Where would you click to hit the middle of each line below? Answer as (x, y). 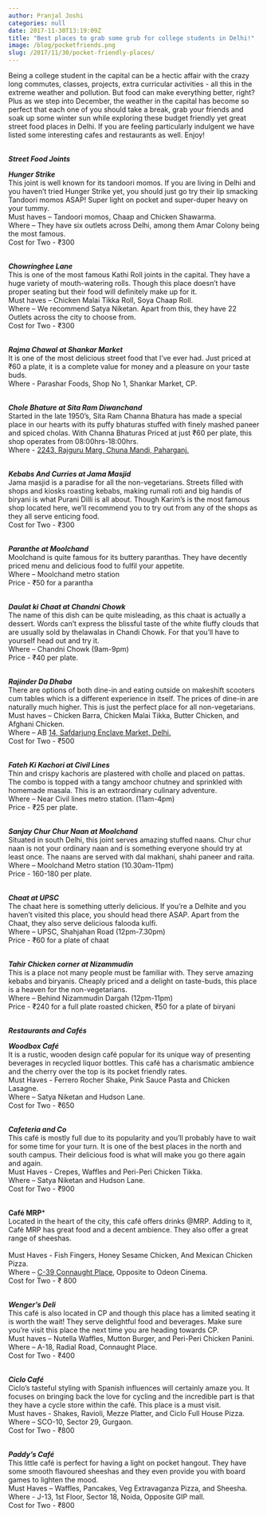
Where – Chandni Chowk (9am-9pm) (69, 649)
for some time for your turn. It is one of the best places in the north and (125, 1146)
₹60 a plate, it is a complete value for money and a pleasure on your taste (129, 367)
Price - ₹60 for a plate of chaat (59, 940)
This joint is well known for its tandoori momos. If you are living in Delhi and (132, 183)
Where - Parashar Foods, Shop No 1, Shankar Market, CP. (103, 383)
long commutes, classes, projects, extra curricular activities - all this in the (130, 84)
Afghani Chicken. (37, 724)
